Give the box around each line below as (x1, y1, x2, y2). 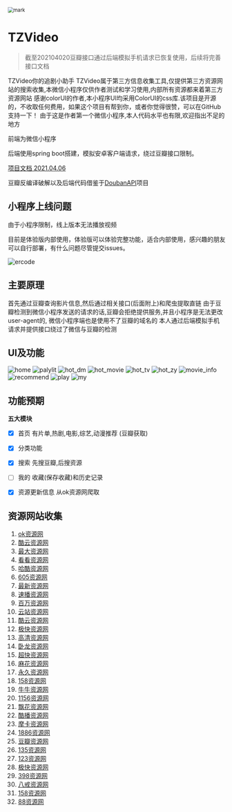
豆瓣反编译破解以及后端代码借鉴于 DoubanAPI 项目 (8, 178, 149, 187)
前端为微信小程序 (8, 134, 57, 142)
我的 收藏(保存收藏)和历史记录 (17, 473, 103, 482)
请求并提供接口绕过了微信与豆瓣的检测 (8, 325, 117, 333)
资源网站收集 (8, 510, 63, 522)
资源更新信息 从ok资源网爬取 (17, 488, 99, 496)
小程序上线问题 (8, 200, 72, 213)
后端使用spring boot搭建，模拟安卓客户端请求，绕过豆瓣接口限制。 (8, 149, 198, 158)
